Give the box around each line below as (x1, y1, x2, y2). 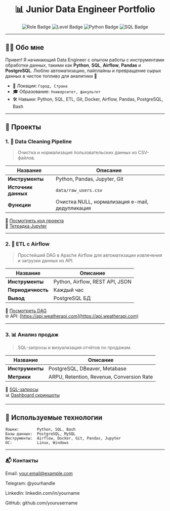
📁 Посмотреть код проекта (5, 218, 64, 224)
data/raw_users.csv (55, 188, 103, 193)
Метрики (8, 373, 31, 381)
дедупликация (55, 205, 91, 212)
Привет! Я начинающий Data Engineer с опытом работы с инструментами (5, 56, 164, 63)
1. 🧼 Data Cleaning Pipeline (5, 138, 72, 145)
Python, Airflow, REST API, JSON (53, 278, 132, 285)
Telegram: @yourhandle (5, 480, 56, 487)
